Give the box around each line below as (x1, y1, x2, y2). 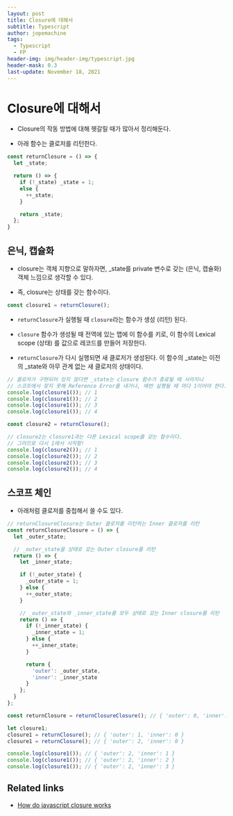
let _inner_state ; (19, 559, 73, 566)
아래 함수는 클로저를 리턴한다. (17, 140, 98, 148)
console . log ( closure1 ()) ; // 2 (7, 395, 98, 402)
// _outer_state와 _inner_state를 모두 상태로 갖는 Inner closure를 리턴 (19, 610, 220, 617)
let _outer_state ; (13, 533, 67, 540)
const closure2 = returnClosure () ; (7, 421, 110, 428)
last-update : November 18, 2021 (7, 68, 101, 75)
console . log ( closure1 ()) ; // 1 (7, 389, 98, 396)
